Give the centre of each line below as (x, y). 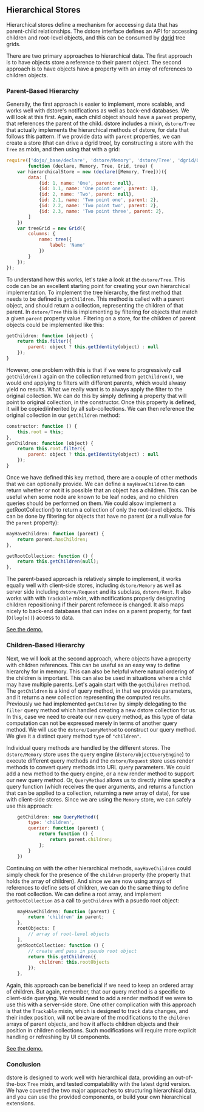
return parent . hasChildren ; (53, 539)
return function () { (66, 834)
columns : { (42, 234)
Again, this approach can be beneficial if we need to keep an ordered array (100, 985)
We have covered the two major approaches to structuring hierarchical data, (102, 1091)
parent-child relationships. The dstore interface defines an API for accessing (102, 31)
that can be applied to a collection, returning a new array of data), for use (98, 793)
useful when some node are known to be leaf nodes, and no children (92, 496)
